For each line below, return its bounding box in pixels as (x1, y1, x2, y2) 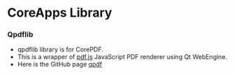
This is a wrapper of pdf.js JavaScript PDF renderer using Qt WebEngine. (17, 53, 228, 61)
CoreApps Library (7, 5, 112, 21)
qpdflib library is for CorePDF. (17, 45, 103, 53)
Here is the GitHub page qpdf (17, 60, 103, 69)
